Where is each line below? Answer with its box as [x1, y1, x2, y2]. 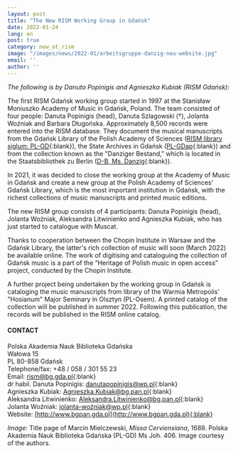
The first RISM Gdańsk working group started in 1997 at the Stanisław [7, 97, 211, 105]
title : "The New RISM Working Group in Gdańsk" [7, 17, 151, 24]
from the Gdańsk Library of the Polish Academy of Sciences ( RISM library [7, 134, 222, 143]
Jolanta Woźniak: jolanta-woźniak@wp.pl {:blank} [7, 402, 151, 410]
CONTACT [7, 326, 39, 334]
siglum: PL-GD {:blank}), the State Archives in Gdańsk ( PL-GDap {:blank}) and [7, 141, 231, 150]
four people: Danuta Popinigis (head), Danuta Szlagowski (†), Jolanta [7, 111, 210, 120]
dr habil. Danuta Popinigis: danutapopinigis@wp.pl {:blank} [7, 379, 178, 388]
